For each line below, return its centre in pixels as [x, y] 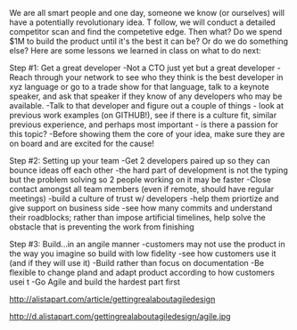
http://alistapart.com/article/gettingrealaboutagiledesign [112, 299]
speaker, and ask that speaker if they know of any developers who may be [146, 96]
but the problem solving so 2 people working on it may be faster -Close [140, 180]
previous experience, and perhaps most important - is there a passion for [144, 125]
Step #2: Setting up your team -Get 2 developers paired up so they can [140, 161]
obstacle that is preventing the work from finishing [102, 227]
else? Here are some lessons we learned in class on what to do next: [135, 51]
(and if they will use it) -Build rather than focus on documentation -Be [137, 263]
